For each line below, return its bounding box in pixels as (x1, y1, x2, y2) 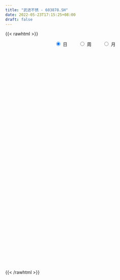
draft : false (5, 17, 33, 22)
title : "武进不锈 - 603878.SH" (5, 7, 68, 13)
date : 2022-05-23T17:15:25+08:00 (5, 12, 76, 17)
